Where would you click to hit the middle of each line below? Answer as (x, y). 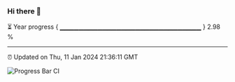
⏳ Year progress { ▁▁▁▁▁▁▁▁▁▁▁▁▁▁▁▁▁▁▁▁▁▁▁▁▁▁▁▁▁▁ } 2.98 (114, 27)
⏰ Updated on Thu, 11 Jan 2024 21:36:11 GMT (73, 57)
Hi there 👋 (24, 11)
